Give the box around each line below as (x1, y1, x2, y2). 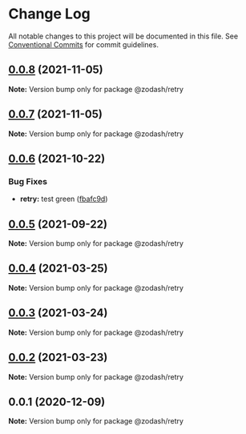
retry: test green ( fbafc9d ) (19, 194, 108, 204)
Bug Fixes (8, 175, 48, 187)
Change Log (8, 5, 91, 23)
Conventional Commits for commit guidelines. (8, 39, 159, 49)
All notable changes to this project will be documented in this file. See (8, 31, 239, 41)
